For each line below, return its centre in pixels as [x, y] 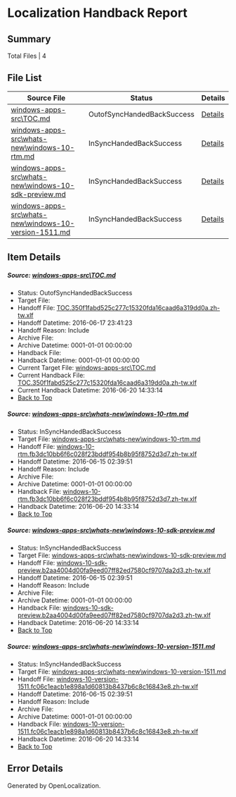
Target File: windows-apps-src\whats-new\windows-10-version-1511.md [122, 672]
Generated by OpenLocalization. [54, 785]
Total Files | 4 [27, 56]
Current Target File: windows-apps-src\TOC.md [86, 368]
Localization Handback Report [98, 13]
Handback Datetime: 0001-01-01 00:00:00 [79, 360]
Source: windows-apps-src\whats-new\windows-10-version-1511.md [111, 646]
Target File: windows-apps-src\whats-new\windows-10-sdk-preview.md [122, 555]
